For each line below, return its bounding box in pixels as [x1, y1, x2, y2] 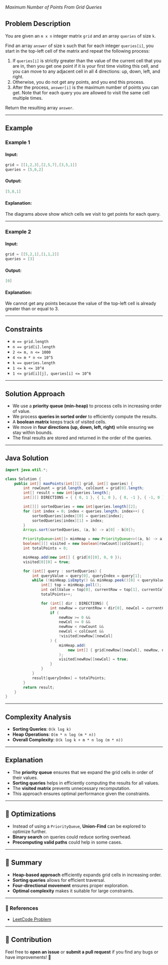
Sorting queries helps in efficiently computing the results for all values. [12, 780, 159, 786]
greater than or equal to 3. [5, 306, 59, 312]
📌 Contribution [5, 935, 51, 944]
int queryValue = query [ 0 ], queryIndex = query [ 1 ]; [31, 573, 142, 578]
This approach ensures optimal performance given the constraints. [12, 790, 150, 796]
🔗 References [5, 905, 38, 912]
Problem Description [5, 20, 71, 28]
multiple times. [12, 95, 43, 101]
